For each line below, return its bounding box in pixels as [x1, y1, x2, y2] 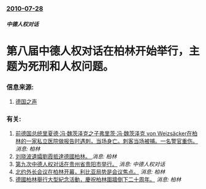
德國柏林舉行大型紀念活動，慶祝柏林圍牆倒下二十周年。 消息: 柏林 [15, 176, 181, 183]
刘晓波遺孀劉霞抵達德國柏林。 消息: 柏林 [15, 153, 117, 160]
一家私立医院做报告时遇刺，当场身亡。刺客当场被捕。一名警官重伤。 [26, 137, 198, 145]
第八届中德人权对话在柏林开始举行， [6, 44, 189, 58]
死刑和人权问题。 [28, 60, 115, 73]
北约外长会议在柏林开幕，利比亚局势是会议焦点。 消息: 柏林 [15, 168, 166, 175]
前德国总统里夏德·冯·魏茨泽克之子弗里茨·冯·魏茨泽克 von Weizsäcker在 [15, 130, 193, 137]
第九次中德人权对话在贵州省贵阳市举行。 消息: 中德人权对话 [15, 161, 166, 168]
